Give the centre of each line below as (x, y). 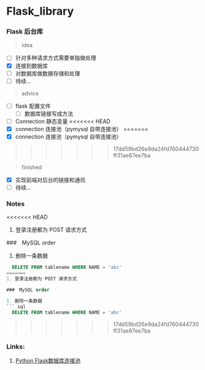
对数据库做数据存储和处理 (48, 73)
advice (30, 93)
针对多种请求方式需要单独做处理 (56, 58)
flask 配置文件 (33, 106)
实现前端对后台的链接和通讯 (50, 180)
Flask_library (40, 11)
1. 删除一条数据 (24, 301)
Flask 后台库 (25, 32)
